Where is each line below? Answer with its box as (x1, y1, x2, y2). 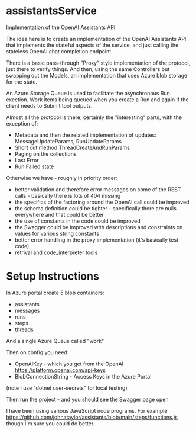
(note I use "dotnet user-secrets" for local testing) (6, 384, 128, 392)
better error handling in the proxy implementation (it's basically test (14, 236, 179, 243)
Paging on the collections (14, 150, 77, 158)
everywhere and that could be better (14, 211, 104, 218)
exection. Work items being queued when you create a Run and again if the (6, 96, 189, 103)
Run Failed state (14, 163, 54, 170)
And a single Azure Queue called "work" (6, 337, 104, 344)
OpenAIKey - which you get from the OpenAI (14, 360, 124, 367)
